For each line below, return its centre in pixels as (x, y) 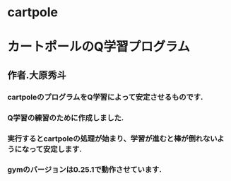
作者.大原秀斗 (37, 75)
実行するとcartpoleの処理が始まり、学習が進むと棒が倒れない (112, 139)
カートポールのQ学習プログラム (99, 47)
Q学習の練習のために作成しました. (66, 117)
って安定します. (56, 149)
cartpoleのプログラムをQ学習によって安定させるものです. (105, 97)
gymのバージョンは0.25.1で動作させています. (85, 170)
